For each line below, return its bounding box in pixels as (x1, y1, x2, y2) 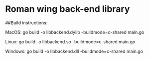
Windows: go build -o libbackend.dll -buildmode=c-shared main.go (5, 48, 144, 54)
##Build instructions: (5, 20, 48, 26)
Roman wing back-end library (5, 3, 130, 15)
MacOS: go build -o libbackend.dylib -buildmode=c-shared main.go (5, 29, 145, 35)
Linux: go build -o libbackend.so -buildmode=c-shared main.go (5, 38, 136, 45)
